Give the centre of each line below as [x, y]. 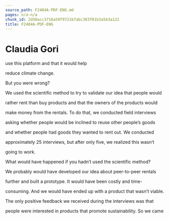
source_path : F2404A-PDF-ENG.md [39, 10]
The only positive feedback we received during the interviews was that [79, 201]
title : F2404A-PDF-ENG [29, 24]
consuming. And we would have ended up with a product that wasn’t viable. [85, 192]
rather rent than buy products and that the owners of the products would [81, 103]
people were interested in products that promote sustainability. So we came [84, 211]
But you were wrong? [27, 83]
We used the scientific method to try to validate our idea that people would [83, 93]
